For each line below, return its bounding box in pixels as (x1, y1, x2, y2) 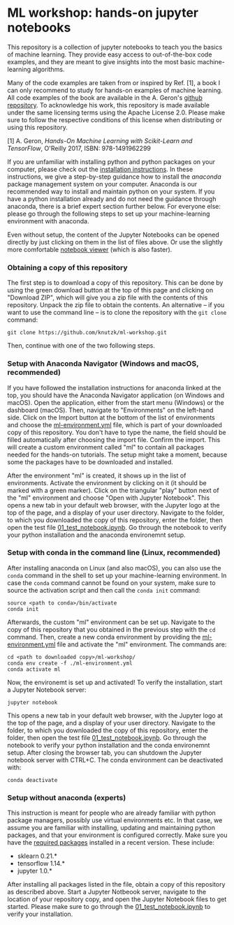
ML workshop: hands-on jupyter (7, 5, 199, 21)
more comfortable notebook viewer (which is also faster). (7, 245, 173, 253)
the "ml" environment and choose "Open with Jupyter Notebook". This (7, 494, 210, 502)
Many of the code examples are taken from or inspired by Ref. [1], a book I (7, 78, 221, 87)
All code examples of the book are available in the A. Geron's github (7, 93, 203, 102)
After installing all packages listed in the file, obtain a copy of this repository (7, 880, 226, 889)
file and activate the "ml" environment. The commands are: (57, 640, 227, 649)
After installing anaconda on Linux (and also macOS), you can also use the (7, 563, 221, 572)
